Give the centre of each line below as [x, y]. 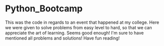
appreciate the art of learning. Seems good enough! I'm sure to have [75, 33]
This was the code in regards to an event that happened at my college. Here [82, 22]
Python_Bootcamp [44, 9]
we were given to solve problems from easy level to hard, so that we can [79, 27]
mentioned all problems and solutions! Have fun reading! [62, 38]
